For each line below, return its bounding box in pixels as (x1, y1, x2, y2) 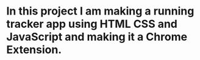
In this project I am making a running (6, 4, 195, 18)
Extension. (6, 43, 62, 57)
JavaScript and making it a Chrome (6, 30, 188, 44)
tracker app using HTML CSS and (6, 17, 178, 31)
